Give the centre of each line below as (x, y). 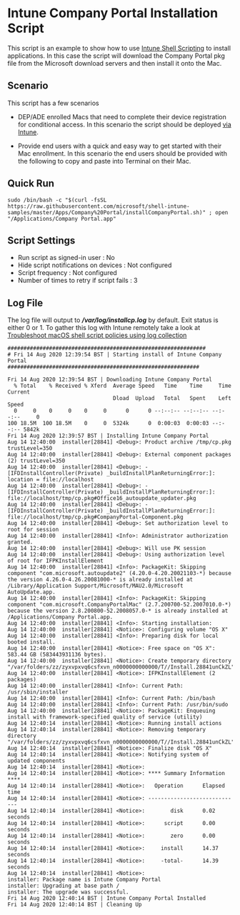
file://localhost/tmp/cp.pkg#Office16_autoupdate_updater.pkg (102, 499)
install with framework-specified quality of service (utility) (105, 717)
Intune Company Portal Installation (113, 13)
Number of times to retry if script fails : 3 (77, 281)
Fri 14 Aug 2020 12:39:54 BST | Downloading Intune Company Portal (110, 380)
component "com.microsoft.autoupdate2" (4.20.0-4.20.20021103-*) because (120, 574)
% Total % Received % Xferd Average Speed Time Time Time (123, 386)
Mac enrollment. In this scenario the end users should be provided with (122, 153)
